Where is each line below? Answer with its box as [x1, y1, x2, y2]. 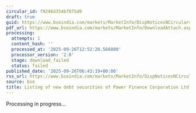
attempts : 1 [11, 36, 41, 41]
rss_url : [6, 73, 27, 79]
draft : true [6, 14, 35, 20]
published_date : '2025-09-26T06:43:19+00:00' [6, 68, 118, 74]
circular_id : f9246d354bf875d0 [6, 8, 82, 15]
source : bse [6, 79, 35, 85]
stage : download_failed [11, 57, 69, 63]
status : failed [11, 62, 48, 69]
